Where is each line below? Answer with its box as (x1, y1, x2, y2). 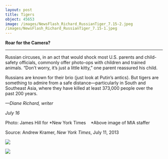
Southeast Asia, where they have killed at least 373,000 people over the (5, 85, 153, 91)
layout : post (5, 7, 32, 13)
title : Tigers (5, 12, 35, 17)
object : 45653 (5, 17, 35, 22)
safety (5, 60, 18, 66)
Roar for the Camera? (5, 40, 51, 46)
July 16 (5, 110, 20, 116)
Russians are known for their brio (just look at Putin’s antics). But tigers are (5, 75, 159, 81)
